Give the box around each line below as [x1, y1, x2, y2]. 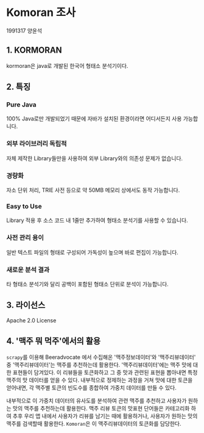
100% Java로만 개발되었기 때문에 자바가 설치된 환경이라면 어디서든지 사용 [6, 115, 182, 122]
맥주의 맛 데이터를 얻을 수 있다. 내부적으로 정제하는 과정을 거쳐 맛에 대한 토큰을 [6, 376, 193, 383]
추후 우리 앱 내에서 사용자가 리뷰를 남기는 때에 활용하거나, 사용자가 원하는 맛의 [12, 412, 198, 420]
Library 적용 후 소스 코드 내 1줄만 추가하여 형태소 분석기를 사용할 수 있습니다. [6, 216, 188, 224]
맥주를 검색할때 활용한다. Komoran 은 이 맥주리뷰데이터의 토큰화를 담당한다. [6, 420, 181, 427]
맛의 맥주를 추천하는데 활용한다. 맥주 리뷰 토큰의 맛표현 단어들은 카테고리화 [12, 404, 190, 412]
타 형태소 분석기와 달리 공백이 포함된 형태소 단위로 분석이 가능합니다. [6, 280, 169, 287]
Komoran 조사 [6, 6, 76, 20]
